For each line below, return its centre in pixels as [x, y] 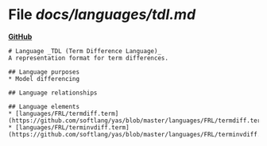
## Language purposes [44, 72]
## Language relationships [53, 93]
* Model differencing [44, 79]
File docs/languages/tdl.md [102, 15]
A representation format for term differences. [89, 58]
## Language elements [44, 106]
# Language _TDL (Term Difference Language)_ [85, 51]
